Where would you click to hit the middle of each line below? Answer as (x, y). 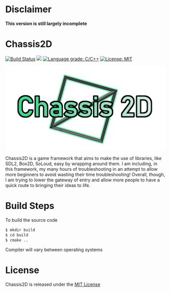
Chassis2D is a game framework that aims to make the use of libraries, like (83, 158)
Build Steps (30, 206)
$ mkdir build (20, 230)
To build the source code (31, 220)
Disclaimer (29, 9)
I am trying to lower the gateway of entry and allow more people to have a (83, 180)
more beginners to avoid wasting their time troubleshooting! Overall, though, (85, 174)
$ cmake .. (17, 240)
